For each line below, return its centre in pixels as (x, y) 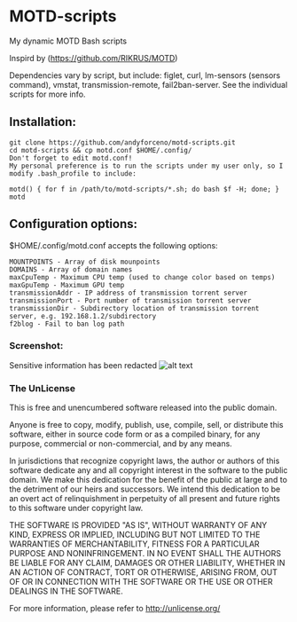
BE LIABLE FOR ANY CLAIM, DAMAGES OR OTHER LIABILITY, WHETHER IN (147, 563)
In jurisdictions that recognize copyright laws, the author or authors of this (145, 461)
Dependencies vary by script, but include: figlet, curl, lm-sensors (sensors (145, 75)
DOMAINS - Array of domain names (71, 269)
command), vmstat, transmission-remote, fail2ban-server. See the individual (148, 84)
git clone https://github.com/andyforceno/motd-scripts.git (123, 142)
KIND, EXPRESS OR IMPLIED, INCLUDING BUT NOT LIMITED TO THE (135, 535)
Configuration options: (74, 224)
